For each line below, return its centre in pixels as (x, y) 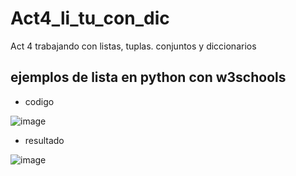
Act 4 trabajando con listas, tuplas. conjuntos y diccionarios (133, 46)
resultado (44, 140)
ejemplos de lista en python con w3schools (148, 77)
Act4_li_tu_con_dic (90, 18)
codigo (39, 101)
